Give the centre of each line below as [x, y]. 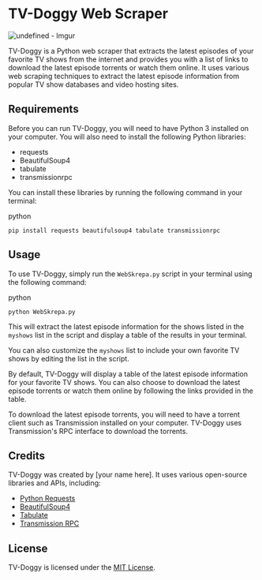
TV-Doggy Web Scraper [88, 14]
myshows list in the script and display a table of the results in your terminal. [127, 335]
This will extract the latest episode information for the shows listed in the [126, 326]
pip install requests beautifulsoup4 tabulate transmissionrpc [114, 230]
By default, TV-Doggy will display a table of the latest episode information [128, 374]
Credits [27, 456]
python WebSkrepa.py [42, 312]
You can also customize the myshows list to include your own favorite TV [124, 350]
